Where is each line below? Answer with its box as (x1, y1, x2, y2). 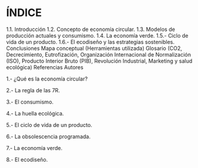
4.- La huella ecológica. (6, 110, 64, 117)
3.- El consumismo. (6, 98, 54, 105)
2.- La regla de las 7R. (6, 86, 60, 94)
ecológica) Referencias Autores (6, 63, 83, 71)
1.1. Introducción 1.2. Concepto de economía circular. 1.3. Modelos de (6, 26, 175, 33)
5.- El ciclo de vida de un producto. (6, 121, 92, 128)
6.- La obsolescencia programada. (6, 133, 91, 140)
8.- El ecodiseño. (6, 155, 48, 163)
